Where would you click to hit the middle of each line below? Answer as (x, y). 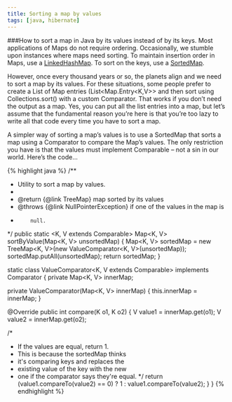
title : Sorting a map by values (54, 14)
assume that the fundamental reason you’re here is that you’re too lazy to (113, 114)
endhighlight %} (41, 391)
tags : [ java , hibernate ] (43, 20)
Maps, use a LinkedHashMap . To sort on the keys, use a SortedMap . (106, 62)
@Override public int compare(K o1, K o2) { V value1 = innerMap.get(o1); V (114, 311)
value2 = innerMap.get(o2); (47, 319)
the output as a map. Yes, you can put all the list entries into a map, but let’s (116, 106)
